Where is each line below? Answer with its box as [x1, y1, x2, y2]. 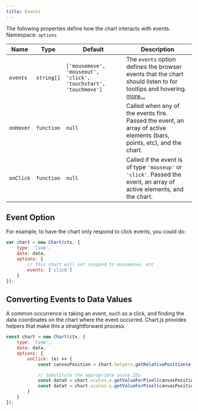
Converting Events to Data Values [6, 294, 133, 304]
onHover [9, 125, 31, 131]
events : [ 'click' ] [27, 267, 72, 273]
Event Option [6, 213, 55, 223]
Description [140, 45, 175, 53]
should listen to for [126, 77, 178, 86]
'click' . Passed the [126, 170, 181, 178]
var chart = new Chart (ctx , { [6, 240, 81, 246]
